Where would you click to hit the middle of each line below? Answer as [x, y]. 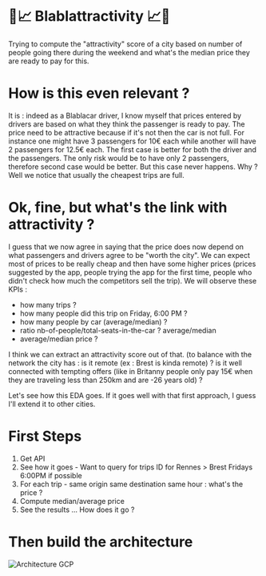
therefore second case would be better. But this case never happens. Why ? [133, 167]
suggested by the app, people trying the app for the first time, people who [130, 272]
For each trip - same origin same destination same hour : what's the [131, 484]
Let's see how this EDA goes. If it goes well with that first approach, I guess [132, 395]
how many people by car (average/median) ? [93, 321]
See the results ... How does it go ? [77, 510]
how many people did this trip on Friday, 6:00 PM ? [103, 313]
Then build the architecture [101, 542]
